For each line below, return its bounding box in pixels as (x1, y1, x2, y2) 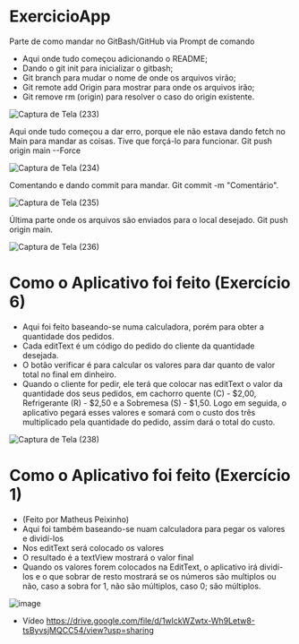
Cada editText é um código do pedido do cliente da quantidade (21, 340, 255, 351)
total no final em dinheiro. (21, 369, 117, 380)
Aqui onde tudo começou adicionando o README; (21, 53, 208, 64)
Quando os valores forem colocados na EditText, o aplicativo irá (21, 562, 258, 572)
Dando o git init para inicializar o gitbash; (21, 63, 174, 73)
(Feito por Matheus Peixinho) (21, 513, 130, 525)
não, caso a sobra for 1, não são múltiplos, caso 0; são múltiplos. (21, 580, 261, 591)
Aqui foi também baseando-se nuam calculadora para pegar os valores (21, 523, 286, 534)
